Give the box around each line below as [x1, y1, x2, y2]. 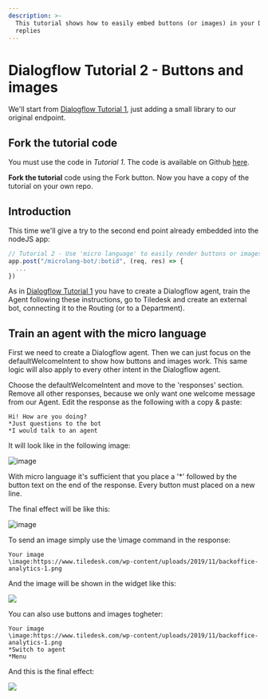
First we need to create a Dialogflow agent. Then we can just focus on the [8, 348, 251, 357]
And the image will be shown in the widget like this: [8, 579, 177, 589]
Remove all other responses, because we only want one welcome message [8, 389, 255, 398]
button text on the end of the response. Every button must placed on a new [8, 481, 255, 490]
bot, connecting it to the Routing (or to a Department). [8, 303, 185, 313]
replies [15, 26, 41, 34]
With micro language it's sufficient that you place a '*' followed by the [8, 472, 238, 481]
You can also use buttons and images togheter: [8, 609, 164, 619]
